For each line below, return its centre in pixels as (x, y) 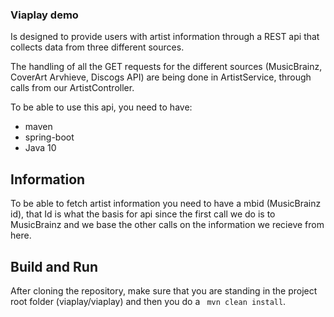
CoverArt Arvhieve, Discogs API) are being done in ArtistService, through (161, 77)
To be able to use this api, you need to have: (101, 107)
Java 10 (40, 148)
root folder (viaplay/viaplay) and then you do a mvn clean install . (148, 301)
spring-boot (49, 137)
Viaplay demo (44, 15)
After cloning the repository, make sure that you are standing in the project (164, 290)
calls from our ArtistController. (72, 88)
